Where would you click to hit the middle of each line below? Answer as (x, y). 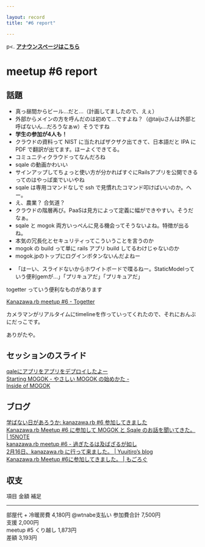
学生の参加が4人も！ (41, 134)
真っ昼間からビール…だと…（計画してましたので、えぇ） (86, 111)
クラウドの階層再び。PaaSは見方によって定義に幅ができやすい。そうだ (104, 210)
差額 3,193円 (22, 537)
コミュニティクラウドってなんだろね (60, 157)
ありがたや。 (22, 334)
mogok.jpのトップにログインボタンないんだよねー (78, 256)
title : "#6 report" (31, 23)
